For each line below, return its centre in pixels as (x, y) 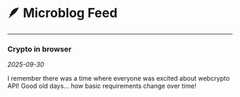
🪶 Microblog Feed (62, 13)
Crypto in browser (40, 48)
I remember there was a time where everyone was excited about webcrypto (119, 78)
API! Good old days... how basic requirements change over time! (102, 86)
